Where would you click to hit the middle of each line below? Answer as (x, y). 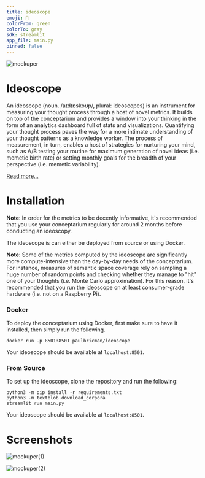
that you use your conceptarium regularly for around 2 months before (94, 224)
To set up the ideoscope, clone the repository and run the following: (92, 382)
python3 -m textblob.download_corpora (56, 398)
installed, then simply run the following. (56, 330)
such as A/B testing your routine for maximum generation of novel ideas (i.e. (103, 151)
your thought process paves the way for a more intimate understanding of (100, 131)
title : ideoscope (29, 12)
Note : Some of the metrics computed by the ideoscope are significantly (97, 255)
